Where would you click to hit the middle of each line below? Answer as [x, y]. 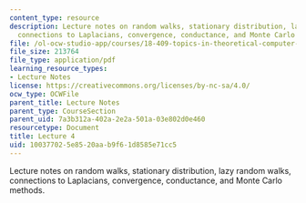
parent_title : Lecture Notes [65, 102]
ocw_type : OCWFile [44, 94]
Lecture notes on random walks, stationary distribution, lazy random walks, [150, 170]
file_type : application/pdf [63, 60]
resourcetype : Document [55, 128]
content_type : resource [55, 18]
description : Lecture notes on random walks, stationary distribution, [148, 26]
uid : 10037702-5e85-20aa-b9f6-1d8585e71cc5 [93, 145]
